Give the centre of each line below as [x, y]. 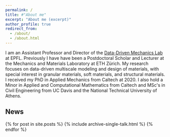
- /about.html [25, 39]
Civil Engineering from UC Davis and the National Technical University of [81, 90]
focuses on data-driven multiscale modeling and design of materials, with [82, 68]
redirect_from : [21, 29]
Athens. [13, 96]
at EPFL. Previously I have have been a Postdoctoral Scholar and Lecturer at [85, 58]
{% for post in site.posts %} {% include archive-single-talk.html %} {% [79, 124]
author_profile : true [28, 24]
